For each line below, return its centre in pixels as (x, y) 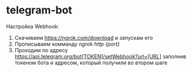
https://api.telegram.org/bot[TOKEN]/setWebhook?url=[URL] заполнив (100, 56)
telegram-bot (39, 10)
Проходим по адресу (41, 50)
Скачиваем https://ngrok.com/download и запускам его (84, 37)
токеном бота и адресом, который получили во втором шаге (91, 63)
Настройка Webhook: (33, 26)
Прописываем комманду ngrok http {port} (67, 44)
